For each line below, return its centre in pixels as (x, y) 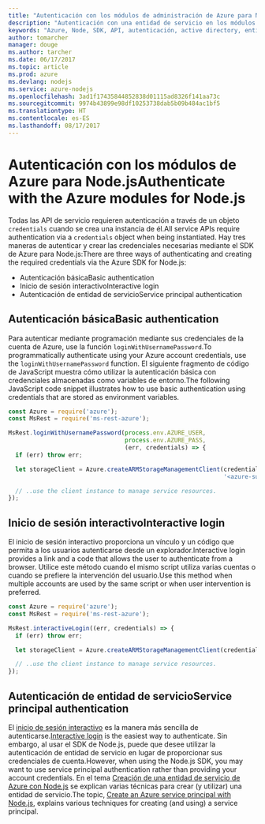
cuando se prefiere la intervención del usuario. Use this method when (120, 576)
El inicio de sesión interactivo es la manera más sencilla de (103, 727)
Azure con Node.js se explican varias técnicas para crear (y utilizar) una (125, 786)
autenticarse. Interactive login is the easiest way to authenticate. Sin (118, 736)
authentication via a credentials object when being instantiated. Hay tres (127, 237)
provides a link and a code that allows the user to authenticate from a (121, 559)
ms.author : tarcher (40, 52)
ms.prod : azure (33, 74)
